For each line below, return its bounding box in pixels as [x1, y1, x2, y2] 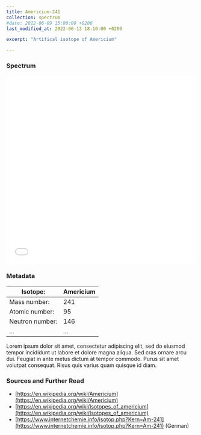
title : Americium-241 [6, 8, 61, 15]
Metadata [6, 272, 35, 280]
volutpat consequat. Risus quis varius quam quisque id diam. [6, 362, 157, 369]
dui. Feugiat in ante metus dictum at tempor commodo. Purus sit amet [6, 355, 179, 362]
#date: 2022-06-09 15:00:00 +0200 [6, 20, 93, 26]
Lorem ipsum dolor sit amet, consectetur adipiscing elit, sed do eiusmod [6, 342, 185, 350]
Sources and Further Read [6, 377, 84, 385]
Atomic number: [9, 307, 55, 316]
